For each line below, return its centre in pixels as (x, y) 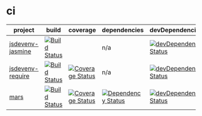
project (24, 30)
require (20, 76)
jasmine (20, 51)
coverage (82, 30)
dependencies (123, 30)
